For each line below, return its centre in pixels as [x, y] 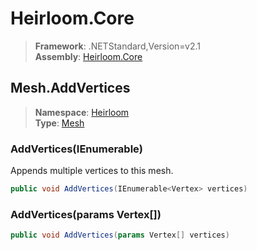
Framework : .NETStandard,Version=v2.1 [117, 46]
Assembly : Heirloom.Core [88, 56]
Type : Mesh [59, 123]
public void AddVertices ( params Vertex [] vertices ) [120, 235]
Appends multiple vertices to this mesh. [92, 171]
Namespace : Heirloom [82, 112]
